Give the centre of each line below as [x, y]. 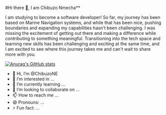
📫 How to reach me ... [35, 95]
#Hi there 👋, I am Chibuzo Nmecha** [43, 8]
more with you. [20, 54]
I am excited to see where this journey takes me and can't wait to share [78, 49]
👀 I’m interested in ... [33, 79]
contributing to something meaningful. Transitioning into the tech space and [83, 38]
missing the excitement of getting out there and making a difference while [81, 33]
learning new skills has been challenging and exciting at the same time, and [83, 44]
